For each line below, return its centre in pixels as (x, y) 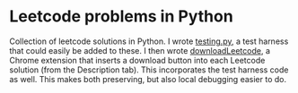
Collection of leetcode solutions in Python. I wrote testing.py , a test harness (149, 41)
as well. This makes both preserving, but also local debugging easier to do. (148, 79)
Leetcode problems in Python (121, 17)
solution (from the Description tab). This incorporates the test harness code (149, 70)
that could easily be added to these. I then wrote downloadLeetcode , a (140, 50)
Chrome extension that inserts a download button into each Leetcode (137, 60)
